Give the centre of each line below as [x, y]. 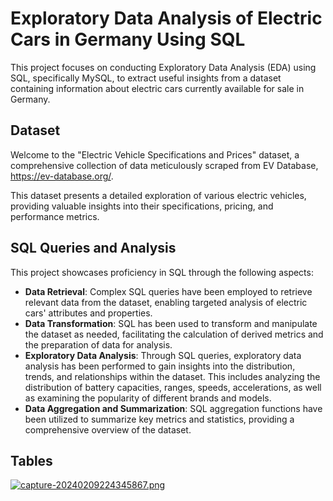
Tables [31, 460]
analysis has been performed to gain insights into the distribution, [160, 366]
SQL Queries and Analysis [93, 248]
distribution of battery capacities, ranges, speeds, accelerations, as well [173, 387]
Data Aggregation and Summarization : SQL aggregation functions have [173, 408]
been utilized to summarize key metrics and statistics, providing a [159, 419]
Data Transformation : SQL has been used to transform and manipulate [171, 323]
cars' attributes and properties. [88, 313]
